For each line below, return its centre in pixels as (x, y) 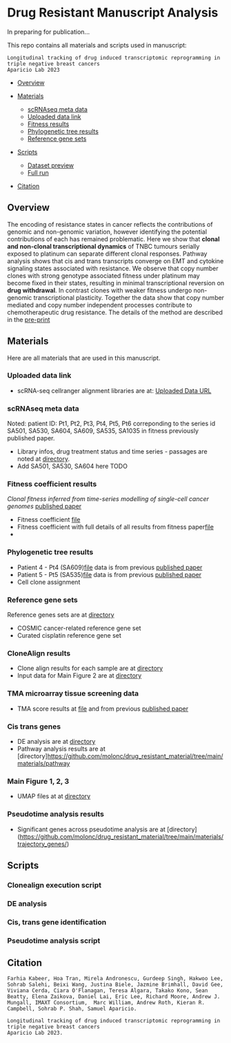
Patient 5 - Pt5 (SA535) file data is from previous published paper (109, 574)
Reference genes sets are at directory (61, 615)
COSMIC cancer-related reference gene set (79, 628)
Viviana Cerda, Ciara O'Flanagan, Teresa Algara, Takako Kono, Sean (108, 991)
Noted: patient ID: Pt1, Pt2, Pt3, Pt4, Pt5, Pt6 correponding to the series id (111, 424)
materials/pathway (43, 763)
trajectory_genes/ (42, 844)
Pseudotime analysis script (54, 940)
